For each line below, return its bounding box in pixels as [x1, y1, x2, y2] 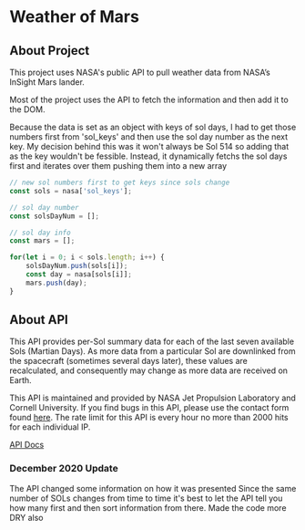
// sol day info [9, 228, 71, 237]
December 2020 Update [9, 462, 118, 475]
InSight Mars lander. [9, 77, 85, 88]
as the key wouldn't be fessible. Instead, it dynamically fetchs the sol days [9, 151, 288, 161]
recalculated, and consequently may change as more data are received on [9, 365, 289, 376]
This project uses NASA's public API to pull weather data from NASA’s [9, 67, 270, 78]
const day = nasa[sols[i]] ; [25, 270, 132, 279]
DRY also [9, 512, 44, 523]
